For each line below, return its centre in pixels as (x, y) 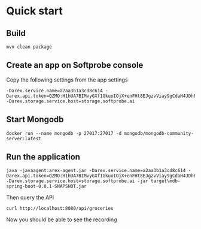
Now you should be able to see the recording (62, 219)
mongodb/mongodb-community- (159, 133)
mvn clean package (29, 47)
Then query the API (30, 198)
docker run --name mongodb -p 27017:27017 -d (64, 133)
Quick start (34, 11)
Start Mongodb (35, 120)
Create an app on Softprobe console (75, 65)
